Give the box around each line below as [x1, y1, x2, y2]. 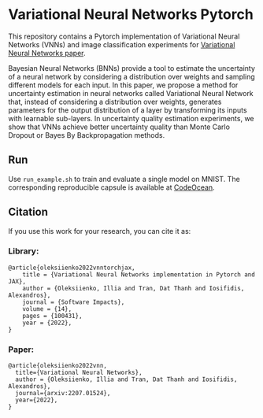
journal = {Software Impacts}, [22, 298, 125, 306]
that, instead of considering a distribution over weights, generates [8, 97, 222, 106]
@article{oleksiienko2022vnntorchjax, [8, 264, 135, 272]
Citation [8, 205, 49, 219]
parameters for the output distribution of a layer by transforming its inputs [8, 105, 247, 115]
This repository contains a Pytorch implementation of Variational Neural [8, 31, 240, 41]
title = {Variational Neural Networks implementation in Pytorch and [22, 270, 256, 279]
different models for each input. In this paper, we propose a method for [8, 80, 239, 90]
